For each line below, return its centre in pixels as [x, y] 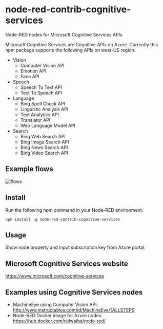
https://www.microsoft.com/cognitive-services [55, 276]
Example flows [29, 169]
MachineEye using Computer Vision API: [55, 305]
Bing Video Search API [44, 153]
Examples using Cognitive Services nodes [74, 292]
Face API [30, 76]
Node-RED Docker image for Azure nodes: [57, 315]
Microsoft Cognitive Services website [67, 263]
